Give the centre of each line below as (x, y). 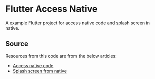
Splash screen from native (40, 71)
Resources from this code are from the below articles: (61, 56)
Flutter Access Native (51, 9)
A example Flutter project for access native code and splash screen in (77, 23)
